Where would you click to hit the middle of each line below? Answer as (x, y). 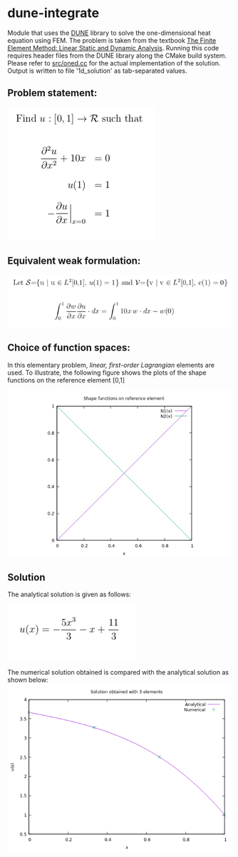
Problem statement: (52, 93)
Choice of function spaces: (69, 348)
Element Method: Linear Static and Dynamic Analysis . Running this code (113, 48)
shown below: (28, 680)
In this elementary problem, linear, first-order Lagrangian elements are (111, 365)
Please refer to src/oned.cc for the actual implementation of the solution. (114, 63)
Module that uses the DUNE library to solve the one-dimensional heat (109, 33)
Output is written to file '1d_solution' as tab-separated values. (97, 71)
